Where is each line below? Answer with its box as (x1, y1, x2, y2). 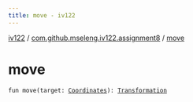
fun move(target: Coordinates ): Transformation (8, 86, 168, 94)
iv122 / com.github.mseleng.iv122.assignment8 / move (8, 33, 185, 42)
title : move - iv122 (8, 11, 76, 20)
